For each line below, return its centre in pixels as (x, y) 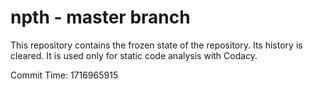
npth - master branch (100, 17)
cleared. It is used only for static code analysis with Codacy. (134, 55)
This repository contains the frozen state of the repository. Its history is (156, 45)
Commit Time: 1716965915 (64, 75)
